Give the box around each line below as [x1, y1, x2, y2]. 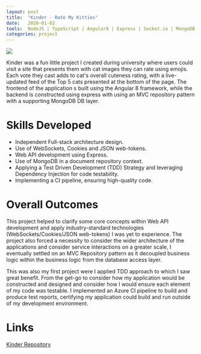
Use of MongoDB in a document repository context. [14, 158, 143, 165]
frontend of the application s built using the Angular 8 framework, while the [6, 85, 193, 92]
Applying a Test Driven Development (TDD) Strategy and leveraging [14, 164, 183, 172]
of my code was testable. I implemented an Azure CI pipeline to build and [6, 287, 188, 294]
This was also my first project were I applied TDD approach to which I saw [6, 268, 191, 275]
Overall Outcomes [6, 198, 99, 211]
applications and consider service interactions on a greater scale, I [6, 243, 172, 250]
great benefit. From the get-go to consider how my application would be [6, 275, 185, 281]
